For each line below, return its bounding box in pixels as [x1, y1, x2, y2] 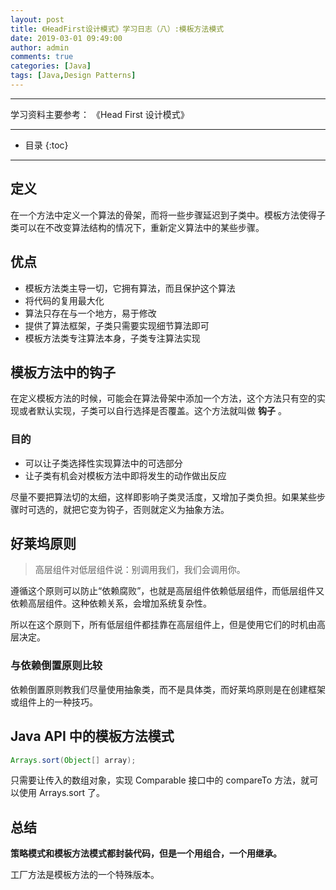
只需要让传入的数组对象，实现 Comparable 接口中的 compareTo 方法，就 [10, 774, 310, 786]
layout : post [10, 14, 65, 25]
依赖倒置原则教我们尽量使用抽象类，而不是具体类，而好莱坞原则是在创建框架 [10, 683, 326, 695]
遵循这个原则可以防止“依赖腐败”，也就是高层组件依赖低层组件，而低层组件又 [10, 585, 325, 597]
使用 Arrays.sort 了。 [18, 787, 106, 799]
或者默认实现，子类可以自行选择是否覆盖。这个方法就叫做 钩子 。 [18, 405, 287, 417]
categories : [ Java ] [10, 61, 92, 71]
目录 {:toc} [24, 139, 69, 151]
